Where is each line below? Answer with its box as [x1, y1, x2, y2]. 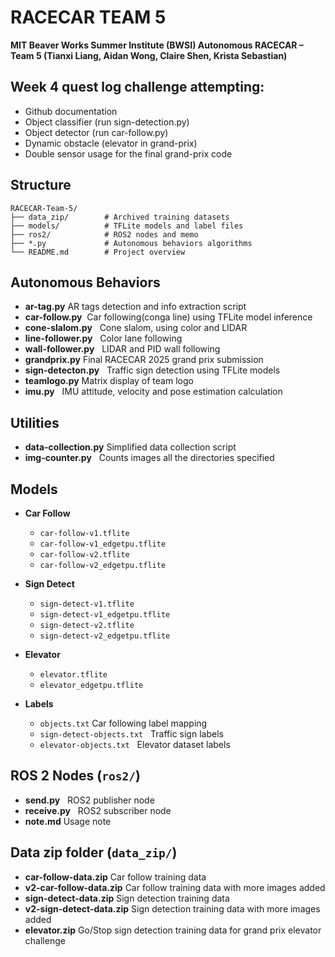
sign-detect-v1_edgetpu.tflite [39, 610, 171, 620]
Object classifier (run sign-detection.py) [24, 116, 190, 128]
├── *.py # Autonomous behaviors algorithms [10, 238, 253, 248]
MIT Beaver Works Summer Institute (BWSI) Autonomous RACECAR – [10, 39, 304, 51]
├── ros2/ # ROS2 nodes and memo [10, 229, 199, 240]
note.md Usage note [24, 815, 112, 827]
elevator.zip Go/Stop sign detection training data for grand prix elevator [24, 924, 322, 936]
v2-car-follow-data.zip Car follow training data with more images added [24, 881, 326, 893]
